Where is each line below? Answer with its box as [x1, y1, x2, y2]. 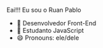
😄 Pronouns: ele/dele [16, 34, 79, 42]
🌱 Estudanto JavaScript [16, 27, 84, 34]
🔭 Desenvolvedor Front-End [16, 19, 97, 27]
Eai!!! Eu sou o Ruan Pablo [6, 6, 81, 14]
